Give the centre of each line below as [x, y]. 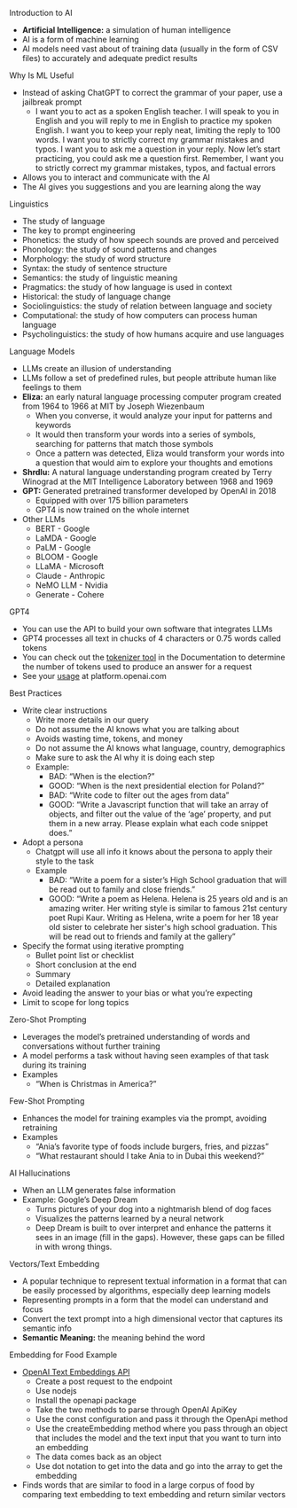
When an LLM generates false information [98, 1190]
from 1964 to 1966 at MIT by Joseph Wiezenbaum [113, 406]
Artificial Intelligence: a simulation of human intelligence [126, 30]
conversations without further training [91, 1046]
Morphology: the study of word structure [96, 259]
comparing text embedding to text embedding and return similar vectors [154, 1494]
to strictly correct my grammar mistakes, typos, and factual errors [156, 168]
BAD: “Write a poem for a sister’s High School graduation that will [168, 880]
